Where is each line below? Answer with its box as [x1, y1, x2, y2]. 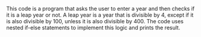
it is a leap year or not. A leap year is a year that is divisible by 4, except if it [6, 11, 194, 18]
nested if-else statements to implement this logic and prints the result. [6, 24, 180, 31]
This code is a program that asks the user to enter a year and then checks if [6, 5, 195, 12]
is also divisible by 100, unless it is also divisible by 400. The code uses [6, 18, 184, 24]
